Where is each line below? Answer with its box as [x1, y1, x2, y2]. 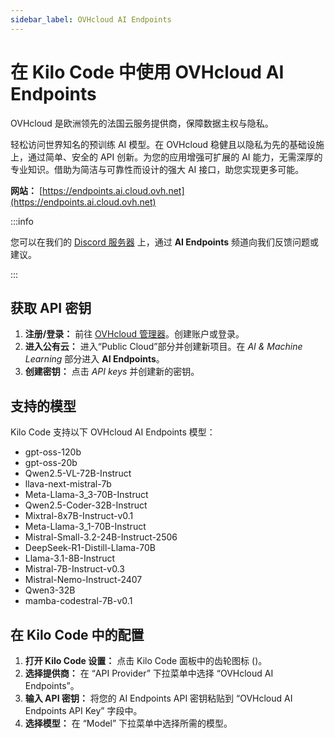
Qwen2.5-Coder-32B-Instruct [24, 499, 148, 511]
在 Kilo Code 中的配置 [10, 626, 145, 643]
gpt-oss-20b [24, 457, 78, 469]
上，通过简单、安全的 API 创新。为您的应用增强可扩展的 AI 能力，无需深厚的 [10, 151, 323, 163]
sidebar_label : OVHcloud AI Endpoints [10, 14, 172, 25]
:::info [10, 215, 34, 227]
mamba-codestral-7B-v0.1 [24, 595, 133, 607]
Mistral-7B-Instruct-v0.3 [24, 563, 125, 575]
